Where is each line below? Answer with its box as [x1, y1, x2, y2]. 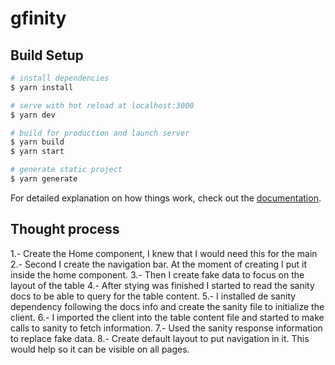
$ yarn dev [10, 110, 56, 120]
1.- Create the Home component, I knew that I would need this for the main [10, 247, 318, 259]
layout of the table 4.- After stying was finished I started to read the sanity [10, 279, 315, 291]
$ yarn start [10, 147, 65, 157]
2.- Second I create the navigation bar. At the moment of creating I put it [10, 258, 308, 270]
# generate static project [10, 165, 123, 175]
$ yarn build [10, 137, 65, 147]
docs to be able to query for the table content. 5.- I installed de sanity [10, 290, 297, 302]
